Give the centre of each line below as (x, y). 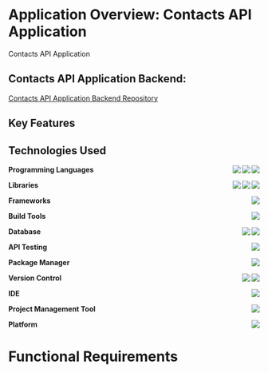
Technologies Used (57, 151)
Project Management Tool (52, 308)
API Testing (28, 247)
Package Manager (39, 262)
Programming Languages (51, 169)
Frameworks (30, 200)
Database (25, 231)
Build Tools (27, 216)
